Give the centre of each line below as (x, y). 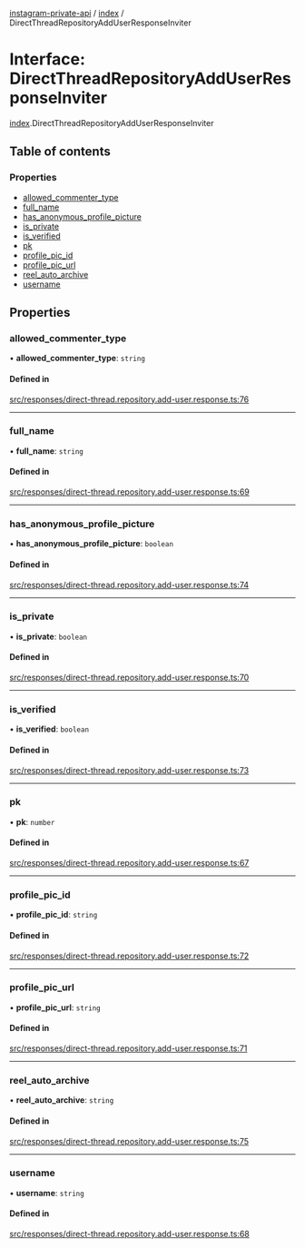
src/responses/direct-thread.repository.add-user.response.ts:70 (129, 678)
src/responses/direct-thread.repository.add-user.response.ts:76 (129, 399)
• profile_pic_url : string (55, 1007)
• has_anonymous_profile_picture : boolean (92, 544)
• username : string (47, 1193)
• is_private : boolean (49, 636)
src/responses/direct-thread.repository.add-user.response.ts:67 (129, 863)
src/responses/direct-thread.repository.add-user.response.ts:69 (129, 492)
